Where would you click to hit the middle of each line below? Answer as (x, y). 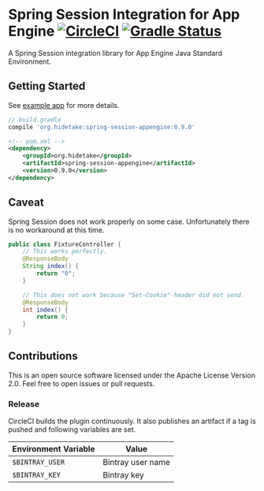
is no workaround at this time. (56, 229)
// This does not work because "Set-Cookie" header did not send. (134, 295)
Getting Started (47, 86)
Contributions (43, 356)
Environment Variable (54, 449)
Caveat (26, 203)
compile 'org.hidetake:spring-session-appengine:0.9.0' (102, 127)
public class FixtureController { (65, 244)
